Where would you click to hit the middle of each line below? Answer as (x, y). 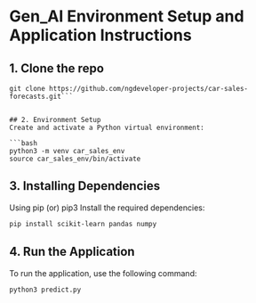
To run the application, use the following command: (103, 273)
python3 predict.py (45, 290)
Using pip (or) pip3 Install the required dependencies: (107, 208)
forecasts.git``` (41, 96)
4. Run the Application (72, 252)
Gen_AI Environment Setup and (127, 16)
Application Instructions (101, 35)
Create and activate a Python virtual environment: (107, 127)
